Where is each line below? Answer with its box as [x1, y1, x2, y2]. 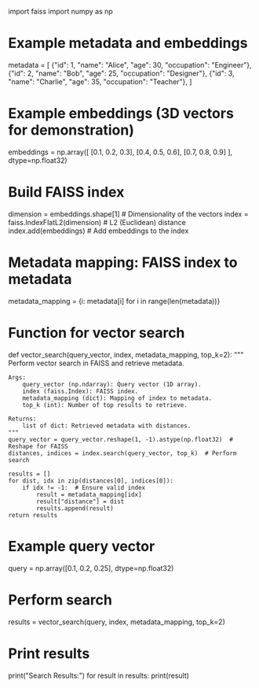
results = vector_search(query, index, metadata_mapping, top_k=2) [8, 617, 225, 627]
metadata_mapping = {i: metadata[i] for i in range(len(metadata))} [8, 296, 221, 305]
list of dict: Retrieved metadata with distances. [22, 421, 192, 430]
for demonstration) [8, 121, 135, 139]
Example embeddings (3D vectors [8, 105, 234, 123]
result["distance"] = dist [36, 498, 125, 505]
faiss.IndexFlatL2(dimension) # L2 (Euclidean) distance [8, 217, 186, 227]
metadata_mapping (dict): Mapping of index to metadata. [22, 394, 213, 402]
